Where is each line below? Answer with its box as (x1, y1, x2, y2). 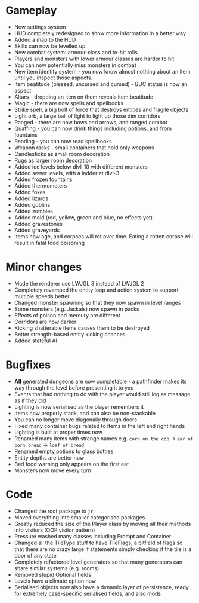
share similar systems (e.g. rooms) (14, 564, 99, 571)
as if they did (14, 397, 46, 404)
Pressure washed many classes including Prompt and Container (14, 532, 172, 540)
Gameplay (5, 4, 57, 17)
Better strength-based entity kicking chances (14, 330, 126, 338)
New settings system (14, 23, 66, 30)
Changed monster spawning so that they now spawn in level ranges (14, 299, 181, 306)
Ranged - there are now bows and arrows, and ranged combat (14, 118, 168, 126)
